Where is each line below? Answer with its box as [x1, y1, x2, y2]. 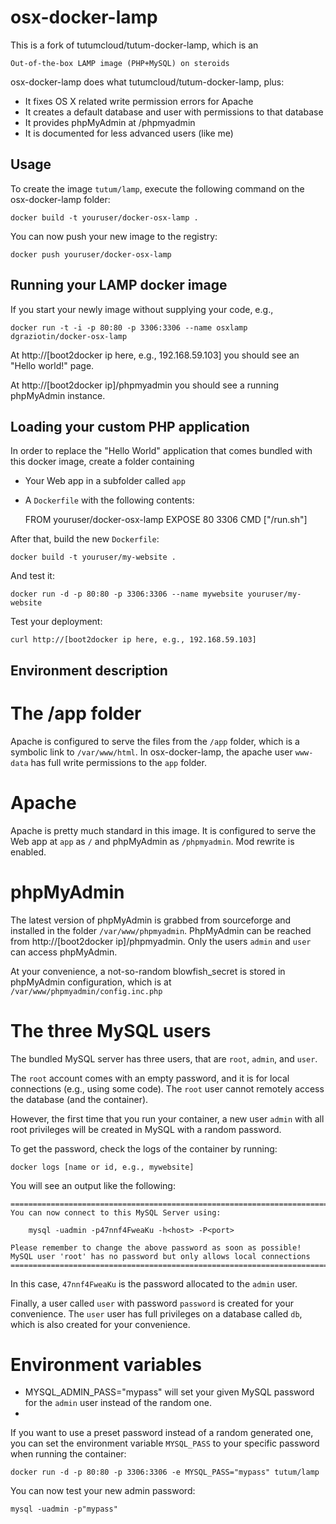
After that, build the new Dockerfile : [10, 533, 160, 545]
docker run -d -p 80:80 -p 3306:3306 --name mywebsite [10, 589, 244, 600]
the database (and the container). [10, 1093, 149, 1105]
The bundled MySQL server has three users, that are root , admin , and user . [10, 1052, 318, 1065]
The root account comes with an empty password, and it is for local [10, 1072, 290, 1084]
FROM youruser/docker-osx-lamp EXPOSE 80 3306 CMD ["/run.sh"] [24, 514, 308, 526]
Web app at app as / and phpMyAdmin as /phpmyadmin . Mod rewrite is [10, 835, 295, 847]
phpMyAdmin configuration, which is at [10, 976, 172, 988]
